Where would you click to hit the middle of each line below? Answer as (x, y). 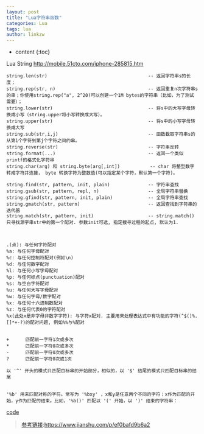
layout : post (23, 12)
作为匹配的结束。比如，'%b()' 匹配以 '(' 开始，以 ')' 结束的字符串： (98, 401)
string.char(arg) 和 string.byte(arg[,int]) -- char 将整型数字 (100, 167)
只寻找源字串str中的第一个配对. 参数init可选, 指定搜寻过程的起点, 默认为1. (93, 223)
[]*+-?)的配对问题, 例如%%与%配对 (45, 323)
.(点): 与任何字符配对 (31, 245)
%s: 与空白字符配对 (28, 284)
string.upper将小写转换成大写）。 (67, 115)
